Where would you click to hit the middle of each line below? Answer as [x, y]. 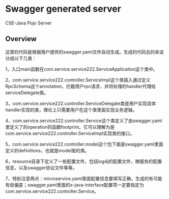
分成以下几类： [21, 58]
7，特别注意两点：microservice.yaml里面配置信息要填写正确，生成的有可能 [84, 178]
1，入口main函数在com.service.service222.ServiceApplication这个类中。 [81, 69]
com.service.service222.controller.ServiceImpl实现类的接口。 [70, 133]
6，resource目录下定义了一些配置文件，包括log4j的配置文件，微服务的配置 [83, 161]
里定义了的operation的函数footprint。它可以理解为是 [60, 127]
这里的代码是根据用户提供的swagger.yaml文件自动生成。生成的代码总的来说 [84, 52]
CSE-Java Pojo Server [29, 23]
